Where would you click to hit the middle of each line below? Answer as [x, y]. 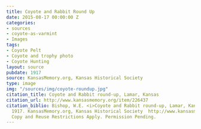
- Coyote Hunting [28, 61]
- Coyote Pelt [24, 51]
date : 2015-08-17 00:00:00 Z [42, 17]
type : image [21, 84]
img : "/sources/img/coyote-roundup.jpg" [57, 89]
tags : [13, 45]
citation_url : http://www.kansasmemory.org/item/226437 [77, 100]
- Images [17, 39]
